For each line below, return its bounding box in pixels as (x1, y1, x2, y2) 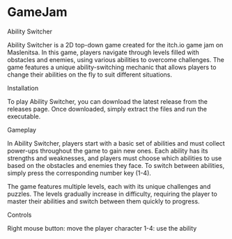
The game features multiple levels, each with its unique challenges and (7, 182, 211, 190)
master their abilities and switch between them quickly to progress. (7, 196, 200, 206)
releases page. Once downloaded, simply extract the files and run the (7, 105, 208, 113)
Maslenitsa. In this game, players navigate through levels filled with (7, 48, 200, 56)
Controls (7, 210, 32, 219)
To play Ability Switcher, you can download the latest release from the (7, 97, 208, 105)
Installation (7, 84, 39, 92)
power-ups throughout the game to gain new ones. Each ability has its (7, 146, 208, 155)
